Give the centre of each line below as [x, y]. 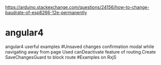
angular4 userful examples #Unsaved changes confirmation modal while [80, 46]
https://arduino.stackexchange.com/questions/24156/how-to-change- [77, 7]
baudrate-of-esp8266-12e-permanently [46, 12]
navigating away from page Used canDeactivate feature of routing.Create [80, 51]
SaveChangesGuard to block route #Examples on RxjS [61, 57]
